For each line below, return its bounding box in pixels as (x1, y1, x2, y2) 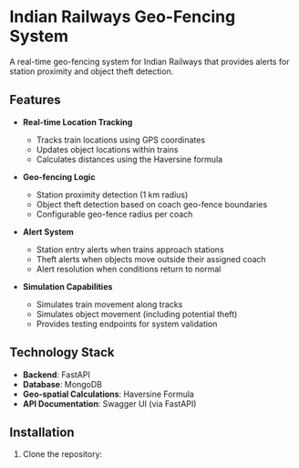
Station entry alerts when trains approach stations (36, 244, 225, 255)
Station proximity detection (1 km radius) (36, 189, 189, 200)
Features (9, 92, 61, 108)
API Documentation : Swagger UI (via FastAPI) (22, 398, 197, 409)
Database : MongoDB (22, 378, 103, 389)
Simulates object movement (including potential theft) (36, 308, 238, 319)
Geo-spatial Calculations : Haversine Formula (22, 388, 194, 399)
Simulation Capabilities (22, 281, 113, 292)
